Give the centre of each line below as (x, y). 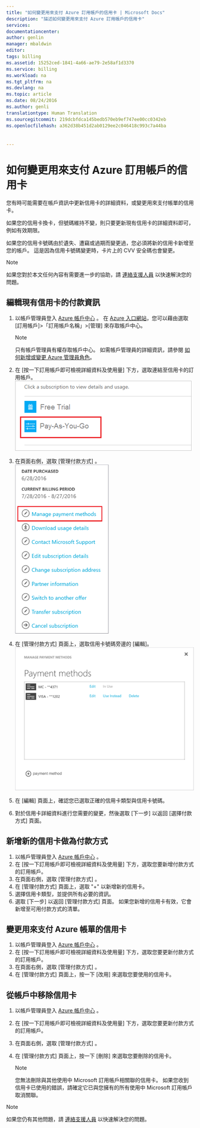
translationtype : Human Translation (51, 113)
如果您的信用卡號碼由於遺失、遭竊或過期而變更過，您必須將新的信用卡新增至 (100, 243)
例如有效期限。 (24, 230)
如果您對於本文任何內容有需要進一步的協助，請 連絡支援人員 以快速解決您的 (99, 275)
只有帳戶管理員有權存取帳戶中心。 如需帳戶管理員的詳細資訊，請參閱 (99, 350)
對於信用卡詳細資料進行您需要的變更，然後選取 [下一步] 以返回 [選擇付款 (103, 813)
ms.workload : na (26, 75)
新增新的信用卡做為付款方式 (57, 841)
